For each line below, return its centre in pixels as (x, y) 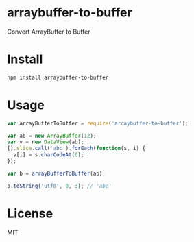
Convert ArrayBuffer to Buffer (49, 32)
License (30, 213)
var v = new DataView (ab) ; (46, 142)
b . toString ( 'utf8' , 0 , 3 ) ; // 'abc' (59, 186)
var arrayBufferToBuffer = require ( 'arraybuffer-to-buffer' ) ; (98, 123)
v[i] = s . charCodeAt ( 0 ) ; (49, 155)
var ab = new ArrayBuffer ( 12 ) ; (52, 136)
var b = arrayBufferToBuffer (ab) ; (57, 173)
